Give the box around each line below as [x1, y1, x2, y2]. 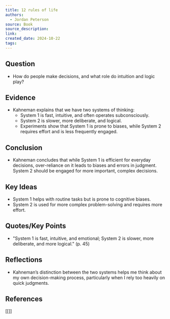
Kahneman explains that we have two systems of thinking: [12, 107, 135, 113]
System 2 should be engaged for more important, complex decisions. [12, 168, 158, 174]
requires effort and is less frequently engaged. [20, 129, 118, 135]
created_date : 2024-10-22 [5, 36, 60, 41]
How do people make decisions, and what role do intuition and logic [12, 73, 155, 79]
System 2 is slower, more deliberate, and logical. [20, 118, 122, 124]
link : [5, 31, 17, 36]
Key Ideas [5, 182, 37, 191]
